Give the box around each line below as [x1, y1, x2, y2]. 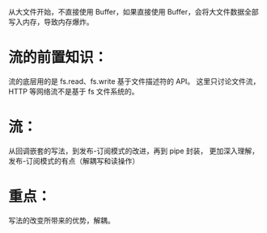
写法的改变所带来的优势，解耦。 [8, 215, 115, 225]
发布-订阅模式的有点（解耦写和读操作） [8, 156, 140, 165]
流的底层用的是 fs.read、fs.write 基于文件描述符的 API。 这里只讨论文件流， [8, 76, 261, 86]
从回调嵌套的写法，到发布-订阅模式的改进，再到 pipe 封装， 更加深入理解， [8, 146, 259, 156]
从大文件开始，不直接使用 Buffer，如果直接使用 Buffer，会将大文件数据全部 [8, 7, 259, 16]
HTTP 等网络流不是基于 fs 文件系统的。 [8, 86, 139, 96]
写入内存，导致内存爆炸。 [8, 17, 94, 27]
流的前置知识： [8, 48, 108, 67]
